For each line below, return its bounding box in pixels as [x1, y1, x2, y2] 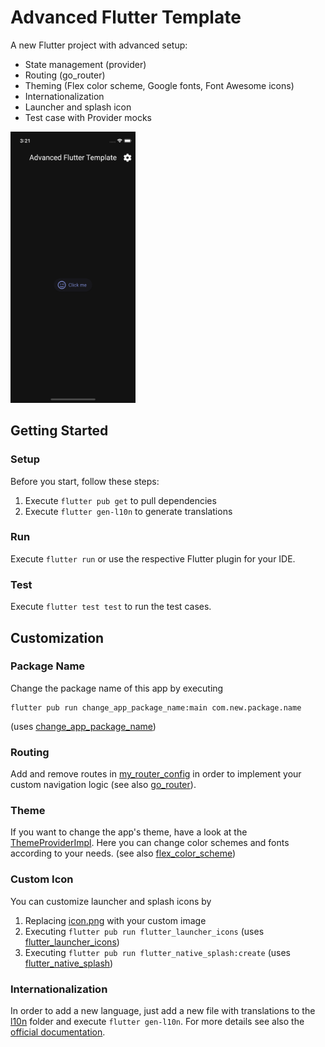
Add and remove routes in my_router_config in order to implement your [10, 768, 302, 780]
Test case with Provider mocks [24, 111, 152, 123]
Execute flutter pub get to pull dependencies [24, 494, 217, 506]
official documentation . [10, 1026, 106, 1038]
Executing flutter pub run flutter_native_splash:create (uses [24, 946, 292, 958]
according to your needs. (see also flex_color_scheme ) [10, 847, 237, 860]
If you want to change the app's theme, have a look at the [10, 826, 248, 838]
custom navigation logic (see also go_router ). [10, 779, 197, 791]
